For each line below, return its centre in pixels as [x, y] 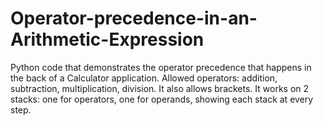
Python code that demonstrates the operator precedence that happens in [161, 67]
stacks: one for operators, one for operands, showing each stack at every [162, 99]
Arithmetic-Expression [107, 39]
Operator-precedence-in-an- [134, 18]
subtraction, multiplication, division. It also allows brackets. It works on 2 [160, 88]
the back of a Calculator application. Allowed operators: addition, [144, 78]
